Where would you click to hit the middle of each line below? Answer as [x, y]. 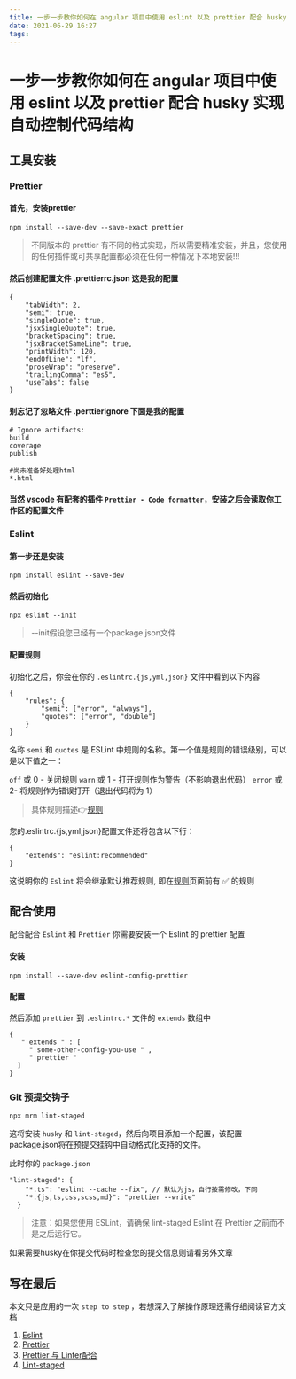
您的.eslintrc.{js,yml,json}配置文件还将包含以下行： [102, 830]
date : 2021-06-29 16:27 [53, 26]
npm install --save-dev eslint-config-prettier [99, 976]
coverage [25, 446]
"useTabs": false [57, 383]
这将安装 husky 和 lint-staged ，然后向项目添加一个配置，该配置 [126, 1134]
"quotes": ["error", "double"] [99, 716]
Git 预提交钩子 [39, 1097]
